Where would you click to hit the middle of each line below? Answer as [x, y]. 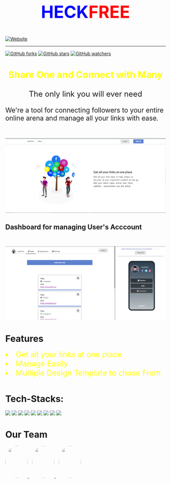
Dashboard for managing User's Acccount [74, 227]
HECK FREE [85, 12]
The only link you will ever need [85, 94]
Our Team [26, 435]
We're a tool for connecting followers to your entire [84, 110]
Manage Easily [42, 364]
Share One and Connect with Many [85, 75]
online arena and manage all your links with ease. [82, 118]
